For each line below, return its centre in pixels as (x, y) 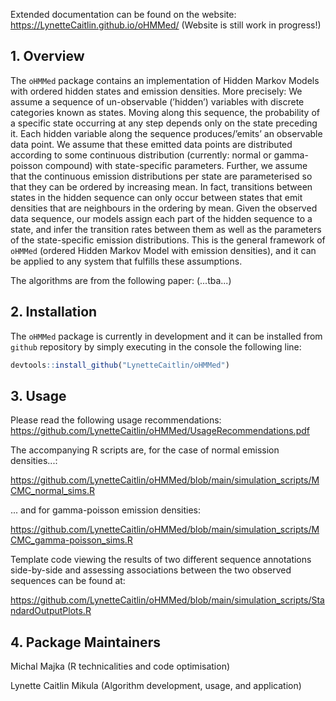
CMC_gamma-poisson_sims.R (71, 540)
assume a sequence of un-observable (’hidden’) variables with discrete (157, 101)
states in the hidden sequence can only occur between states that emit (156, 197)
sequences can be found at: (68, 581)
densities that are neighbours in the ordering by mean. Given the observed (164, 208)
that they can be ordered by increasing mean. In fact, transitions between (161, 186)
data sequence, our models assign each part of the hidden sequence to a (161, 218)
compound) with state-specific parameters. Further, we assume (176, 165)
